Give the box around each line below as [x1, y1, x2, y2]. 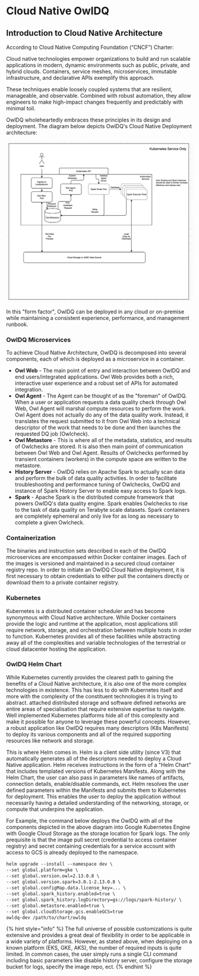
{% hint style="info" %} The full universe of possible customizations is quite [6, 925, 192, 932]
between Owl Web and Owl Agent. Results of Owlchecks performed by [14, 449, 189, 456]
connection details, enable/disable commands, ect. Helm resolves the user [6, 780, 189, 787]
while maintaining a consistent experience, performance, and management [6, 314, 189, 321]
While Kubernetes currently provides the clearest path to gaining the [6, 673, 173, 680]
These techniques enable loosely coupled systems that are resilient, [6, 86, 173, 93]
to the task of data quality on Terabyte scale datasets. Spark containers [14, 506, 190, 513]
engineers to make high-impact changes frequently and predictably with [6, 98, 184, 105]
